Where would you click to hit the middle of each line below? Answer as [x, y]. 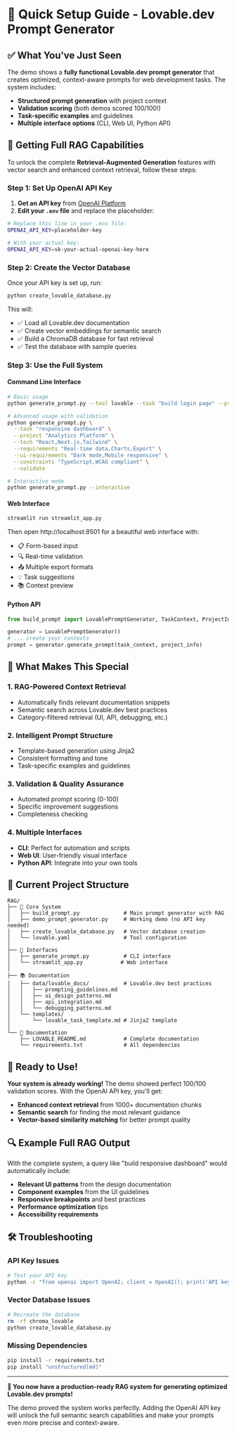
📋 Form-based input [48, 546]
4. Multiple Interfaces [45, 832]
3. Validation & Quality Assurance [66, 784]
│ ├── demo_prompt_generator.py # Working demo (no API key [106, 920]
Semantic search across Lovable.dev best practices [92, 709]
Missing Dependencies [47, 1345]
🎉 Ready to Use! [43, 1066]
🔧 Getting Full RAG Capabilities [76, 145]
